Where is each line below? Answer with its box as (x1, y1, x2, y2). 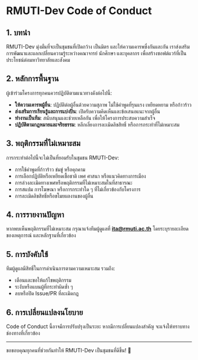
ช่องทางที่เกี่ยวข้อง (6, 329, 40, 336)
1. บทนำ (6, 28, 31, 38)
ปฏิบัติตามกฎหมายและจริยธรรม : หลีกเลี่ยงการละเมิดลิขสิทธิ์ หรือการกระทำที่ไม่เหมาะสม (14, 121, 180, 128)
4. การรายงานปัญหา (6, 210, 64, 220)
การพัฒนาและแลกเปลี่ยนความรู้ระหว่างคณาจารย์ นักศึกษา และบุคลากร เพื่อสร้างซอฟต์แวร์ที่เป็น (6, 50, 187, 56)
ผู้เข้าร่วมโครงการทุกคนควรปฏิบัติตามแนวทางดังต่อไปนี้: (6, 89, 113, 96)
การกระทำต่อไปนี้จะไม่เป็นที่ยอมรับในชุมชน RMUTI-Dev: (6, 154, 120, 161)
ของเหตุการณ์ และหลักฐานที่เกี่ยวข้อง (6, 232, 76, 239)
